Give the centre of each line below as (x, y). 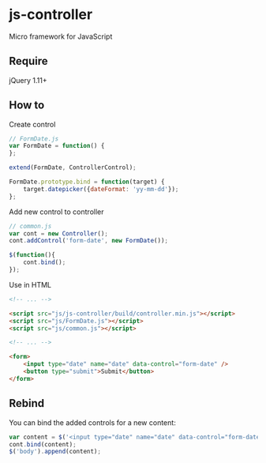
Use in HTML (30, 284)
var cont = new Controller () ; (59, 233)
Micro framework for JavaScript (61, 36)
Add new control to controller (56, 212)
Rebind (27, 403)
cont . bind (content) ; (43, 444)
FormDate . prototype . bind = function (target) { (87, 182)
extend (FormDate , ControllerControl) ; (73, 168)
